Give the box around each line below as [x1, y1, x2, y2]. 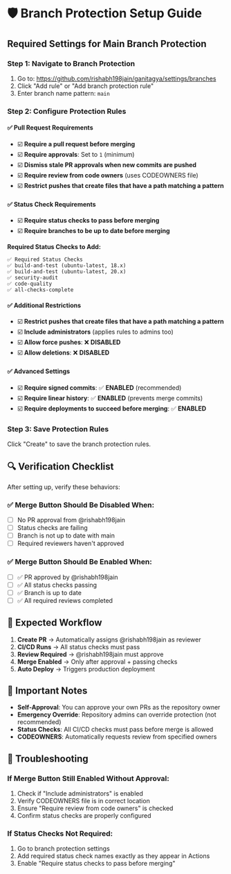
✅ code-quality [7, 280, 53, 288]
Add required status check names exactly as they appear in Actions [17, 852, 210, 860]
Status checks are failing [17, 524, 88, 532]
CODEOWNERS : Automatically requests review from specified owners [17, 732, 217, 741]
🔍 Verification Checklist [7, 461, 114, 472]
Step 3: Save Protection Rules [7, 424, 109, 434]
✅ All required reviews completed [17, 596, 113, 604]
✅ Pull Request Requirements [7, 123, 93, 132]
